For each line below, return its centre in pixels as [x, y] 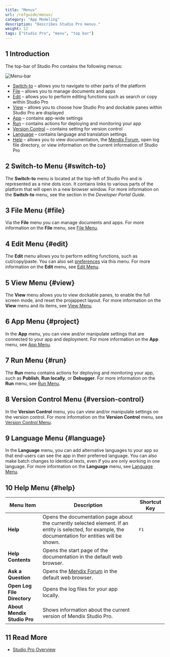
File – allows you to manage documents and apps [64, 91]
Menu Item [23, 505]
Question [19, 578]
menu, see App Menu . [28, 344]
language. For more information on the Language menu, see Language [79, 467]
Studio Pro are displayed [38, 112]
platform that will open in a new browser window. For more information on [82, 189]
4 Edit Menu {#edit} [37, 244]
